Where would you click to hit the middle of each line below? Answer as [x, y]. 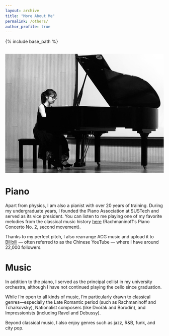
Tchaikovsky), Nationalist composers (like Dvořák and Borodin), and [75, 307]
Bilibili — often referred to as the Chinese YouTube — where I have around [82, 242]
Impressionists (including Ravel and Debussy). [53, 313]
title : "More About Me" [30, 16]
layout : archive [22, 11]
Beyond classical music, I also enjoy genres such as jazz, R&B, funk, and [80, 322]
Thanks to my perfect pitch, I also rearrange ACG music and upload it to [80, 236]
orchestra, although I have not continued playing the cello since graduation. [83, 287]
